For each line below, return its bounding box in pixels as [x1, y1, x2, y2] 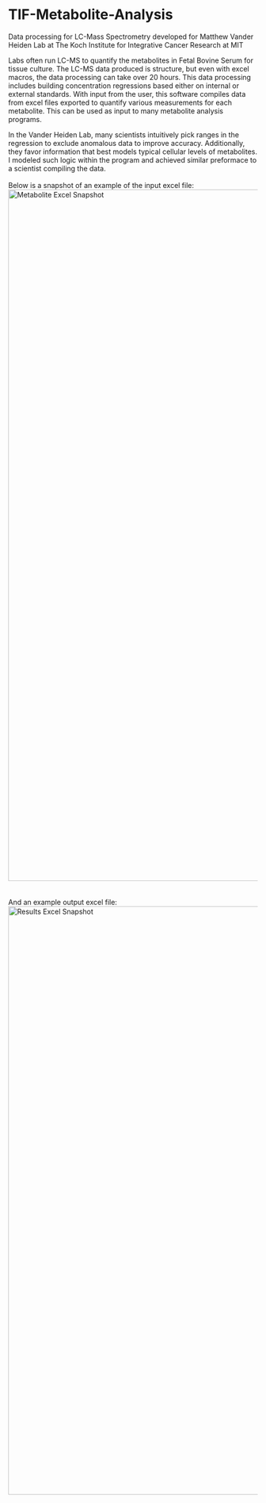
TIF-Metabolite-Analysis [8, 6, 173, 24]
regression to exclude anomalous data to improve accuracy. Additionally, [8, 138, 245, 148]
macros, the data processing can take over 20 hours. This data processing [8, 72, 252, 82]
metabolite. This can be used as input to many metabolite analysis [8, 105, 224, 116]
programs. [8, 114, 42, 124]
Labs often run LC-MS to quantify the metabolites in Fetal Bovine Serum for [8, 56, 253, 65]
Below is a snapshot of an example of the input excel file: [8, 180, 195, 190]
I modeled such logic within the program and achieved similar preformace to [8, 155, 257, 164]
